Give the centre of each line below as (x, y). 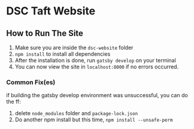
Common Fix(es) (31, 82)
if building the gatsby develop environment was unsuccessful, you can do (97, 95)
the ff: (13, 102)
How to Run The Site (45, 33)
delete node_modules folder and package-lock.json (76, 113)
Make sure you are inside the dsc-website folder (74, 47)
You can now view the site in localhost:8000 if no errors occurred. (97, 67)
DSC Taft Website (51, 11)
